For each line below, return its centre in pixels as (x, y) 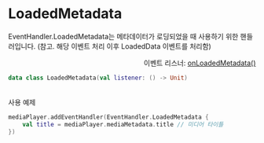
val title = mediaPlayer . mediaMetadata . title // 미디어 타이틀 (123, 124)
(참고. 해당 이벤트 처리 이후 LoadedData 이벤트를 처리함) (125, 46)
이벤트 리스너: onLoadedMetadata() (200, 63)
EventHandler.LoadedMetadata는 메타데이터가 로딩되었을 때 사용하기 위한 (123, 36)
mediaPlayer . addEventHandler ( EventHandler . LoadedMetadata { (109, 117)
